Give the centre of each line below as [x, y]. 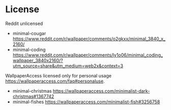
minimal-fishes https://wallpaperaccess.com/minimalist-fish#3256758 [86, 102]
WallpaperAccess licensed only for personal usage [59, 75]
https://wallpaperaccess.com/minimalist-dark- [101, 91]
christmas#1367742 [33, 96]
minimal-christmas [32, 91]
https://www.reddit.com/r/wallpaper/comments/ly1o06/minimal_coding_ [88, 55]
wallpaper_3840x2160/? [38, 60]
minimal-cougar [29, 33]
